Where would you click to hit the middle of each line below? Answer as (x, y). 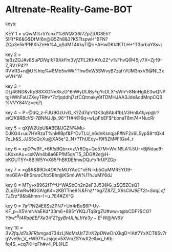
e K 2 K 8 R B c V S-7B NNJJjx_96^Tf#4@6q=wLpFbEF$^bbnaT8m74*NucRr (80, 118)
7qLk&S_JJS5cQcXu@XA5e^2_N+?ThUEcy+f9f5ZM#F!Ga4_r (70, 139)
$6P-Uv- (92, 206)
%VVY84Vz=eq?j (24, 102)
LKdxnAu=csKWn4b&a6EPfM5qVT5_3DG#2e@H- (58, 154)
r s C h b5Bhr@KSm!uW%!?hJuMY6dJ (74, 175)
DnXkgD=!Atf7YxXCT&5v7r (138, 233)
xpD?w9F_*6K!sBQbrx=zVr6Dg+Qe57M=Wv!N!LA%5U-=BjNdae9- (93, 149)
